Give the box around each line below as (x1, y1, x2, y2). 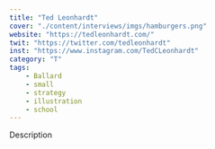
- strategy (25, 88, 67, 97)
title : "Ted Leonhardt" (9, 13, 99, 22)
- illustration (25, 96, 83, 106)
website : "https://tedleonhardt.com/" (9, 30, 155, 39)
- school (25, 105, 58, 114)
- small (25, 80, 54, 89)
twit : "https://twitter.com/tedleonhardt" (9, 38, 171, 48)
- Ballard (25, 72, 63, 81)
